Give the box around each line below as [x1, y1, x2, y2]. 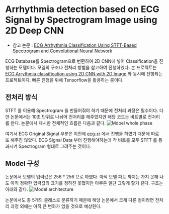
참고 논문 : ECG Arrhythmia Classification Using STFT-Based [12, 42, 137, 48]
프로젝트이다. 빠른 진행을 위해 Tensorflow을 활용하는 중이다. [5, 77, 124, 83]
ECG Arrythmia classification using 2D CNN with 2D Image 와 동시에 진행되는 [5, 70, 163, 76]
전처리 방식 [5, 93, 38, 101]
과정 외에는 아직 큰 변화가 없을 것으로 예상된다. [10, 203, 102, 209]
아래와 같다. [5, 186, 29, 192]
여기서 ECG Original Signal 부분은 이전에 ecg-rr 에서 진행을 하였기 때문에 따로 [5, 131, 159, 137]
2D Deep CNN [5, 25, 64, 36]
